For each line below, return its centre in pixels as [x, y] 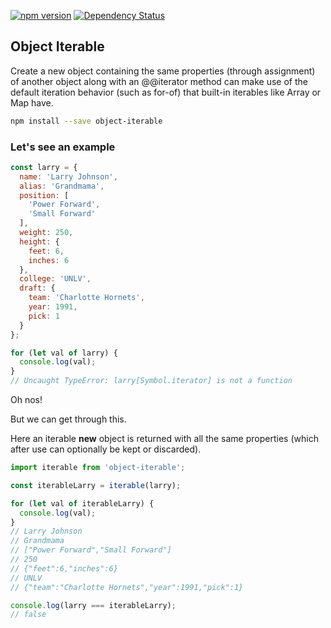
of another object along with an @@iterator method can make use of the [159, 81]
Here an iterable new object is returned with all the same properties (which [164, 439]
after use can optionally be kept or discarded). [106, 449]
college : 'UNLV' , [55, 279]
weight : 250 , [46, 233]
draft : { [37, 288]
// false [28, 615]
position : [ [44, 195]
